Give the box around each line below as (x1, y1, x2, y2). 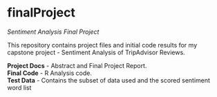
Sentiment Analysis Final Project (7, 28, 100, 36)
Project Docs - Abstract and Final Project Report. (7, 61, 147, 69)
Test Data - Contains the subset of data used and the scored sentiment (7, 76, 211, 84)
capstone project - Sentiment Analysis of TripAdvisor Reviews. (7, 48, 185, 56)
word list (7, 83, 32, 91)
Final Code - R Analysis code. (7, 69, 92, 77)
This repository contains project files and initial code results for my (7, 41, 198, 49)
